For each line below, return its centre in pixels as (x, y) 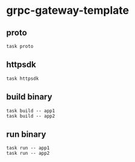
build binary (29, 97)
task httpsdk (23, 79)
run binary (26, 135)
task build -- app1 (31, 111)
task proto (20, 46)
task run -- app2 (28, 154)
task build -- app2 (31, 116)
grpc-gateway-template (68, 10)
